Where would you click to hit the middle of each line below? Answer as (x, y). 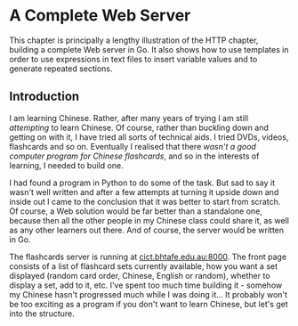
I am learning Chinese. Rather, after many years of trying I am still (129, 118)
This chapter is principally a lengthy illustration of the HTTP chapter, (134, 40)
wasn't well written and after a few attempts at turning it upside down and (144, 192)
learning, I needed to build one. (66, 165)
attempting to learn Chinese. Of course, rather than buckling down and (139, 127)
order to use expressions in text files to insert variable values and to (133, 59)
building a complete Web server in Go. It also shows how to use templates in (149, 49)
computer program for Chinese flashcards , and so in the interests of (134, 156)
